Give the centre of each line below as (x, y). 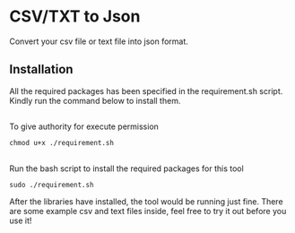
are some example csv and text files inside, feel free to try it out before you (148, 211)
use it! (21, 220)
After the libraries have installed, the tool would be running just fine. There (147, 201)
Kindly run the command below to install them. (95, 100)
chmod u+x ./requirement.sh (62, 143)
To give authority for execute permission (84, 126)
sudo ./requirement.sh (52, 185)
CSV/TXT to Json (75, 17)
